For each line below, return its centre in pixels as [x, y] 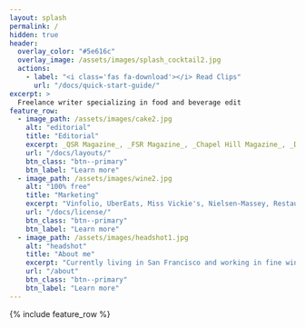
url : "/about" [52, 272]
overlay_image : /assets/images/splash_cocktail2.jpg [119, 60]
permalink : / [34, 26]
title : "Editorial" [63, 136]
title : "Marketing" [63, 195]
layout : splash [38, 18]
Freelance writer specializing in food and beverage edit [130, 102]
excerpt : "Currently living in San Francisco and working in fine [154, 263]
